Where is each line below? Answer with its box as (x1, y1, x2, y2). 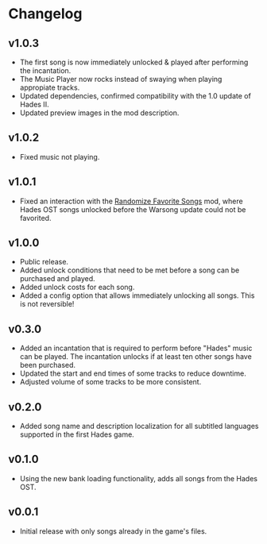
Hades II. (19, 100, 49, 109)
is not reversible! (19, 299, 75, 309)
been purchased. (19, 361, 76, 370)
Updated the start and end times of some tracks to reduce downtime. (19, 368, 246, 378)
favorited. (19, 213, 52, 222)
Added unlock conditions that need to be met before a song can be (19, 265, 240, 275)
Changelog (8, 5, 83, 23)
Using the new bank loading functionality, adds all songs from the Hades (19, 473, 258, 483)
